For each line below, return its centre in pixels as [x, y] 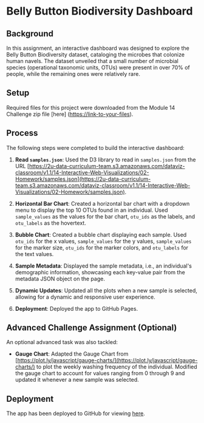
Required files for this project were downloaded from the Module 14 [91, 107]
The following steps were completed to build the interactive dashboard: [96, 147]
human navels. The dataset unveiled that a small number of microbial [93, 61]
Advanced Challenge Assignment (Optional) [92, 328]
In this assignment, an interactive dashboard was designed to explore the [98, 48]
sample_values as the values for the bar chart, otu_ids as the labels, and [105, 216]
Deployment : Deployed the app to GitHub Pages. [76, 308]
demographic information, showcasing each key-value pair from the [100, 272]
